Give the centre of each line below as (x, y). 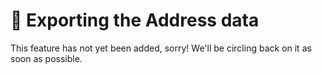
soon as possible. (46, 58)
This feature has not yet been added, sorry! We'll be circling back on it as (161, 48)
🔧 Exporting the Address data (135, 20)
